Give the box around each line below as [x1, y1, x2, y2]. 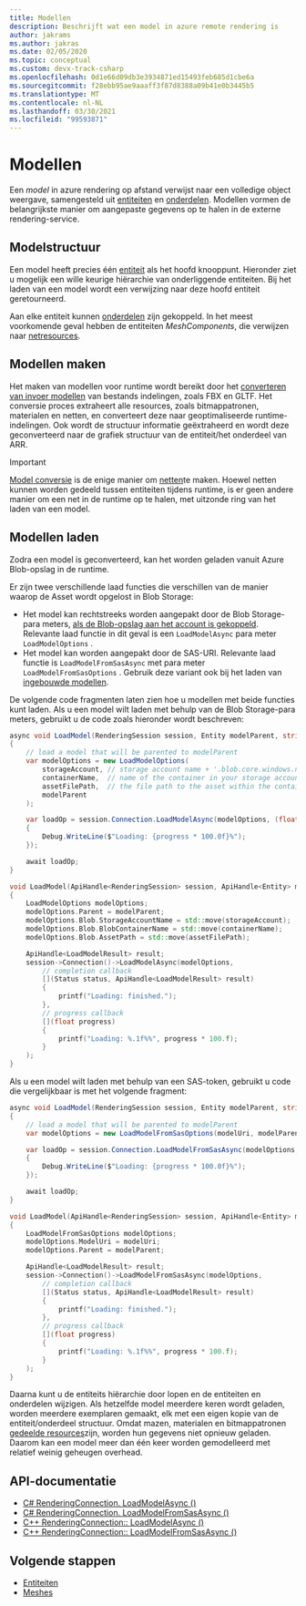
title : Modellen [9, 13, 71, 23]
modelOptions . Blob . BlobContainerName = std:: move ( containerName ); [25, 924, 283, 933]
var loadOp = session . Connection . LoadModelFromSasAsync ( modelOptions [25, 1145, 296, 1154]
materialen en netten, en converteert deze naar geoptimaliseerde [9, 409, 253, 420]
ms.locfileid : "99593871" [9, 115, 107, 124]
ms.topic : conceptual [9, 56, 92, 65]
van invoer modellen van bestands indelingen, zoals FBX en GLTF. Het [9, 390, 273, 401]
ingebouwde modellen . [22, 676, 109, 687]
